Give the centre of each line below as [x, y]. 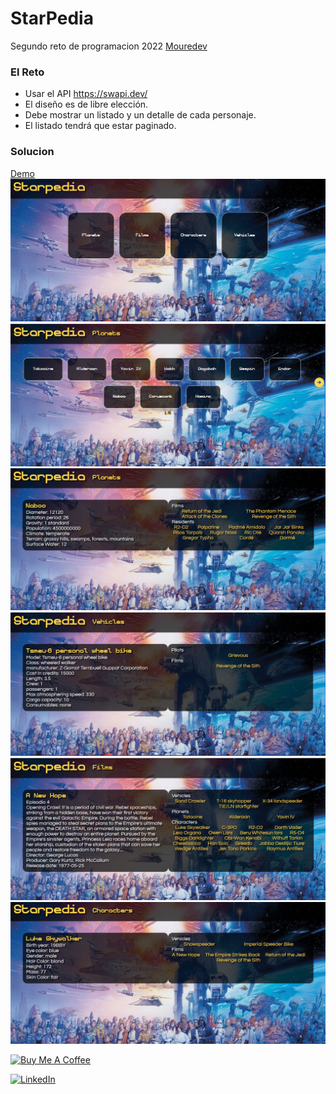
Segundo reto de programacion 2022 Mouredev [109, 46]
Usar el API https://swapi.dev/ [86, 94]
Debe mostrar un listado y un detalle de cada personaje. [140, 115]
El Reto [27, 72]
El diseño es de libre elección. [86, 104]
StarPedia [52, 18]
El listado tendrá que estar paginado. [100, 126]
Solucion [32, 152]
